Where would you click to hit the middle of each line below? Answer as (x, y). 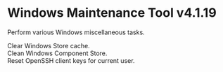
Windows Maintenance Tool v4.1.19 (112, 13)
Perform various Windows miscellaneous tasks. (76, 32)
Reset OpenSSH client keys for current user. (71, 60)
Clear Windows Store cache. (49, 45)
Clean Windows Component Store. (57, 53)
